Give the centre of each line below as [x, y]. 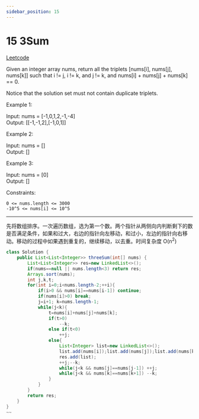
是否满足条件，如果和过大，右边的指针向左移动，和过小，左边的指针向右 [94, 233]
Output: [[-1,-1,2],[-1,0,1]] [36, 122]
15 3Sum [28, 41]
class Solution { [28, 252]
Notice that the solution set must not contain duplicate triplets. [82, 93]
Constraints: [21, 192]
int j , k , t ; [41, 280]
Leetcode [18, 58]
